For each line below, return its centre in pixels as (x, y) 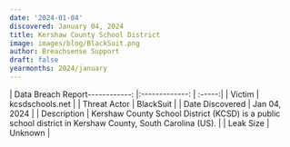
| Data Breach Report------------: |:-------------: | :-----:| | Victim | (134, 94)
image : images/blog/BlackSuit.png (75, 43)
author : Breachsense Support (65, 52)
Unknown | (30, 132)
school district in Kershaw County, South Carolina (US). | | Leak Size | (140, 122)
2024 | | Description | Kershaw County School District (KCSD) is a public (145, 113)
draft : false (34, 60)
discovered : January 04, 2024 (67, 26)
